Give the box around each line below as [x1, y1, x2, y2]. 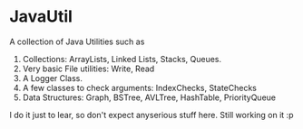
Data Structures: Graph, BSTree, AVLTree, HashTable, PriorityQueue [22, 92, 277, 103]
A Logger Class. [22, 72, 83, 83]
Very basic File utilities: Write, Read [22, 63, 155, 74]
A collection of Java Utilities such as [9, 36, 145, 47]
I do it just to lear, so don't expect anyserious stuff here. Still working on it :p [9, 109, 294, 120]
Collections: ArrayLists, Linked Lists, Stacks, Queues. [22, 53, 222, 64]
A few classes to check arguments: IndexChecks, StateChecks [22, 82, 257, 93]
